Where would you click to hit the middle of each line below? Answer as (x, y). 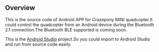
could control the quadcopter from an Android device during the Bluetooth (80, 25)
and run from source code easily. (38, 44)
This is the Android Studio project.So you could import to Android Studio (78, 39)
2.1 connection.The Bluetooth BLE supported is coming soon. (66, 30)
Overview (20, 8)
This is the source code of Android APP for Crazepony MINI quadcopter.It (79, 19)
